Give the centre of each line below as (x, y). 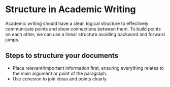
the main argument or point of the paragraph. (60, 73)
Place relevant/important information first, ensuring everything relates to (88, 68)
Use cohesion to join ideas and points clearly (59, 79)
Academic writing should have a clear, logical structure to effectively (77, 23)
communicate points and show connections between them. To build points (83, 28)
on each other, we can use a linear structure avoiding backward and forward (85, 34)
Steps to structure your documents (62, 56)
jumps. (12, 40)
